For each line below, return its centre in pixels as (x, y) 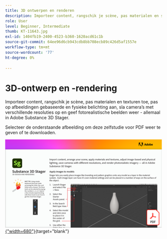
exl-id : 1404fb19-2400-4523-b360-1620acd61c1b (54, 37)
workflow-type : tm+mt (28, 47)
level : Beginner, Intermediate (38, 26)
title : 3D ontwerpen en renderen (40, 10)
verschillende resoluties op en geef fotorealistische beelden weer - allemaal (83, 112)
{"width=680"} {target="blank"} (37, 231)
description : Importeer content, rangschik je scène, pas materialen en (82, 16)
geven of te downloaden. (31, 133)
